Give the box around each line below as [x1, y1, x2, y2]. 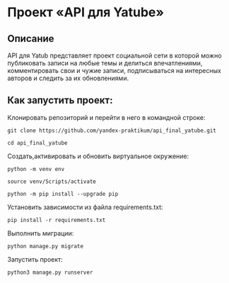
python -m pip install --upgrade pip [7, 190, 119, 197]
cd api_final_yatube [7, 139, 69, 146]
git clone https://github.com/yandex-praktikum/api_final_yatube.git [7, 127, 217, 134]
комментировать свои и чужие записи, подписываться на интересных [7, 67, 221, 74]
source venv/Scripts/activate [7, 178, 97, 185]
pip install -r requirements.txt [7, 216, 106, 223]
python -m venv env [7, 165, 65, 172]
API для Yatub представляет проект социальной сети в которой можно [7, 51, 222, 60]
